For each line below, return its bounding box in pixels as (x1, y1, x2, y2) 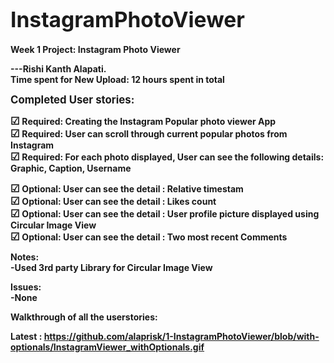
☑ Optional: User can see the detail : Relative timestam (10, 181, 244, 195)
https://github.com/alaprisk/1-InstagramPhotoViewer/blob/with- (43, 330, 320, 342)
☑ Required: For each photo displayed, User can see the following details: (10, 149, 325, 163)
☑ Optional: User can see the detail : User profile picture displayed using (10, 206, 320, 220)
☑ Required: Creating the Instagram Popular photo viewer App (10, 114, 277, 128)
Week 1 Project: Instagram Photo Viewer (10, 43, 181, 55)
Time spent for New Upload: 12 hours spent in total (10, 73, 225, 85)
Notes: (10, 251, 40, 263)
